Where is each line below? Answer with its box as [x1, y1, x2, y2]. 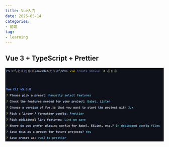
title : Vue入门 [5, 8, 36, 13]
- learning [5, 35, 28, 40]
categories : [5, 19, 30, 24]
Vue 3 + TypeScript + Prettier [5, 54, 99, 63]
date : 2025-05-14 [5, 13, 42, 19]
